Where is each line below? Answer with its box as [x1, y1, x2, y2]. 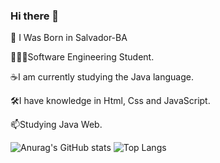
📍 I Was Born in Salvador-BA [10, 32, 128, 44]
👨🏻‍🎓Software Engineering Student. [10, 51, 155, 63]
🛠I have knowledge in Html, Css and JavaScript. [10, 95, 211, 107]
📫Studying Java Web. [10, 119, 103, 131]
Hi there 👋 [10, 9, 60, 23]
